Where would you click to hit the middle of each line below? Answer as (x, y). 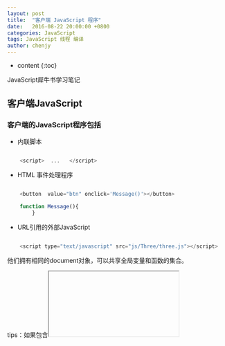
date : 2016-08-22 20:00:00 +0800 (58, 26)
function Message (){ (49, 207)
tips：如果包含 (28, 335)
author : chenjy (29, 46)
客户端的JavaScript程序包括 (54, 125)
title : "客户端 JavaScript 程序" (54, 20)
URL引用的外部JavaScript (54, 227)
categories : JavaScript (42, 33)
